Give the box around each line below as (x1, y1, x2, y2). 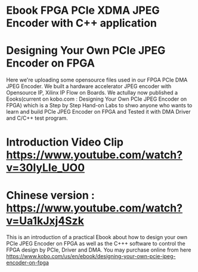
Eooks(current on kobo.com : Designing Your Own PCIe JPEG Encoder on (6, 95, 187, 102)
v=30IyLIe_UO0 (6, 161, 85, 174)
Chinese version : (6, 188, 95, 202)
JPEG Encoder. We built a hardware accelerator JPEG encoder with (6, 83, 172, 90)
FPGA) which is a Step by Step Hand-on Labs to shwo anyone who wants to (6, 102, 193, 109)
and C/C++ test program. (6, 114, 69, 122)
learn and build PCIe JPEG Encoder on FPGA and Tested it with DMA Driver (6, 108, 191, 116)
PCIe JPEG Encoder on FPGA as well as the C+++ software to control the (6, 240, 186, 247)
